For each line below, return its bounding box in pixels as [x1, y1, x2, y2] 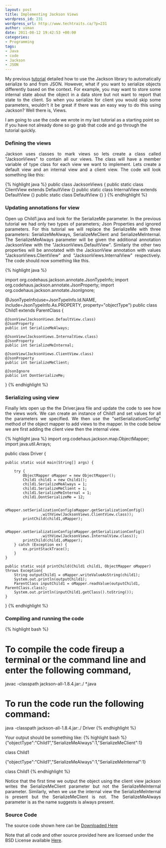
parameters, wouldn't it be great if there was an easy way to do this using [5, 102, 161, 108]
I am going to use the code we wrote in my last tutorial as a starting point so [5, 117, 160, 123]
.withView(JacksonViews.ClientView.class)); [40, 512, 134, 517]
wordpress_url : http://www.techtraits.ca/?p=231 [5, 21, 107, 26]
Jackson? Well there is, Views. [5, 107, 67, 114]
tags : [5, 44, 16, 49]
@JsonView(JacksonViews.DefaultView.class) [5, 317, 96, 322]
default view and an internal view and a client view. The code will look [5, 166, 161, 173]
